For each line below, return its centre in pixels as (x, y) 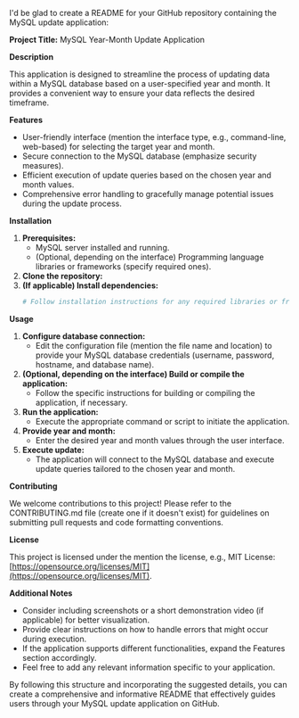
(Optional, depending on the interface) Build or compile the (133, 374)
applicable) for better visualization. (85, 620)
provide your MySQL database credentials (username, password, (155, 355)
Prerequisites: (49, 238)
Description (32, 57)
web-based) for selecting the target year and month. (118, 147)
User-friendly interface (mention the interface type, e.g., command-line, (154, 137)
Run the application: (61, 412)
